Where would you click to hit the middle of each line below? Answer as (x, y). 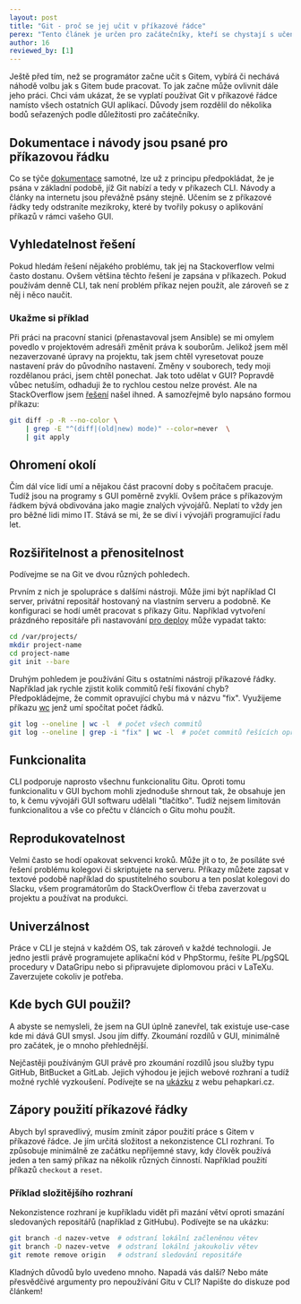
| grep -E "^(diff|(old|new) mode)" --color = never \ (128, 428)
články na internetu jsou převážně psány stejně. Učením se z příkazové (141, 197)
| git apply (47, 437)
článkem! (26, 1291)
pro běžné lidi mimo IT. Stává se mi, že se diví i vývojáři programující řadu (145, 515)
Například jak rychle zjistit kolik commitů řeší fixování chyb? (119, 688)
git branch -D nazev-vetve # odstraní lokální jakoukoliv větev (133, 1247)
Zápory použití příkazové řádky (99, 1110)
